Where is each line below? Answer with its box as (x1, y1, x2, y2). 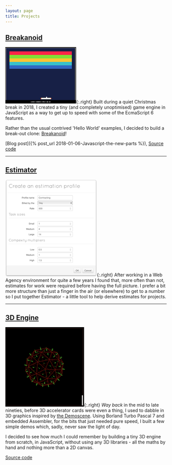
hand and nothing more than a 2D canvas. (5, 444, 94, 451)
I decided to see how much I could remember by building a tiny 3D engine (5, 433, 161, 439)
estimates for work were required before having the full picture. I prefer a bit (5, 282, 166, 289)
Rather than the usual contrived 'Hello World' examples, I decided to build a (5, 125, 165, 131)
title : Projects (5, 13, 40, 19)
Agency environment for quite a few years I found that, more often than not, (5, 277, 165, 284)
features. (5, 115, 25, 122)
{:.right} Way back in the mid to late (84, 401, 159, 408)
